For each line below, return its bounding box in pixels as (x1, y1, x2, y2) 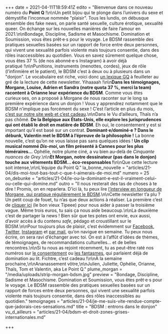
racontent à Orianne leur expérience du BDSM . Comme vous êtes (5, 90, 143, 96)
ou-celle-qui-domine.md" (5, 181, 58, 187)
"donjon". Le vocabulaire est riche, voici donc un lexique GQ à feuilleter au (5, 74, 159, 79)
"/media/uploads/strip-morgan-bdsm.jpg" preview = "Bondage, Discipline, (5, 272, 159, 277)
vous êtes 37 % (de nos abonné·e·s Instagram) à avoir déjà (5, 58, 127, 63)
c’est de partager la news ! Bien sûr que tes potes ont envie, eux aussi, (5, 213, 151, 218)
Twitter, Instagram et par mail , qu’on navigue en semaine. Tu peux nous (5, 229, 153, 234)
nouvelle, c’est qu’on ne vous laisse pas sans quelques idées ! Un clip (5, 138, 149, 144)
